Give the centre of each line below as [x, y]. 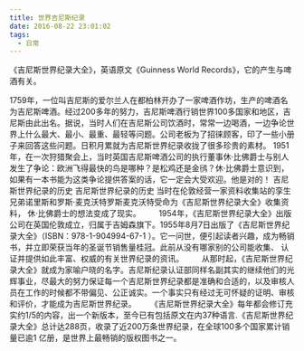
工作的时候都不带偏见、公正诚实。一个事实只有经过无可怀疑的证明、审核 [160, 293]
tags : [19, 34]
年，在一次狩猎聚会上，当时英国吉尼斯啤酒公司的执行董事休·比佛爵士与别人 [149, 157]
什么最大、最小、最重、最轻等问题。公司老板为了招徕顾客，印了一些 [152, 134]
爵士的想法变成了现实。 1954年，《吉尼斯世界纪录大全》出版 [172, 213]
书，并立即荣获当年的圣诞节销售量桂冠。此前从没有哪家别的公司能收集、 [144, 247]
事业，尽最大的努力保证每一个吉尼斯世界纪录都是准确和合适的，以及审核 [152, 281]
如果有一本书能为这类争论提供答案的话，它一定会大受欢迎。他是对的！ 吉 [145, 180]
